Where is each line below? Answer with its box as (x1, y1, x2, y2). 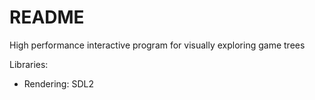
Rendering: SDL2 (23, 77, 94, 90)
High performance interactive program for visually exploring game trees (9, 39, 306, 51)
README (9, 6, 85, 29)
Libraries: (9, 58, 49, 70)
